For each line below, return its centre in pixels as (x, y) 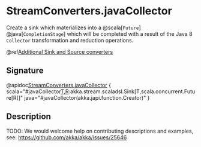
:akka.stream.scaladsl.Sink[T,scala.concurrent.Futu (132, 91)
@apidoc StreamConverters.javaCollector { (58, 85)
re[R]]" (15, 97)
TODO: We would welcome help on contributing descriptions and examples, (100, 131)
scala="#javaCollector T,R (37, 91)
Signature (25, 71)
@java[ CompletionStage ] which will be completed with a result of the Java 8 (100, 33)
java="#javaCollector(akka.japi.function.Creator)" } (87, 97)
